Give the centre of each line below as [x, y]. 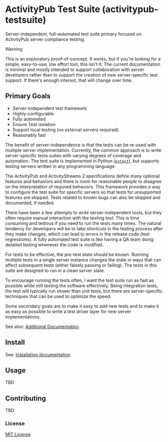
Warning [14, 49]
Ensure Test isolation [34, 124]
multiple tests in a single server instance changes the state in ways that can [83, 260]
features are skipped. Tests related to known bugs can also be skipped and [83, 197]
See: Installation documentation [38, 354]
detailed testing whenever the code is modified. [54, 244]
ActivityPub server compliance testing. [45, 39]
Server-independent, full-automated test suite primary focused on [73, 34]
